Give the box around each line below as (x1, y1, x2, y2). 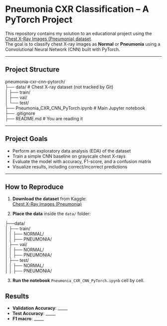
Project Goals (5, 135, 48, 143)
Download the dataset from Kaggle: (12, 196, 87, 202)
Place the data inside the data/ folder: (12, 211, 91, 217)
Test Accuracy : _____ (12, 311, 56, 317)
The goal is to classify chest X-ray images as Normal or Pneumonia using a (5, 41, 161, 47)
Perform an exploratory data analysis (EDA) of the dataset (12, 148, 131, 154)
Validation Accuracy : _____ (12, 305, 68, 311)
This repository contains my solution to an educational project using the (5, 30, 152, 36)
